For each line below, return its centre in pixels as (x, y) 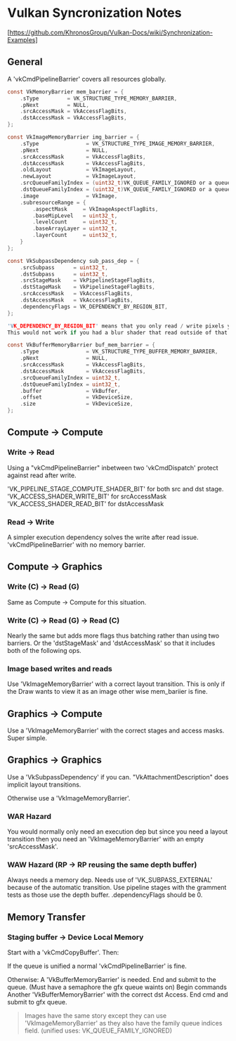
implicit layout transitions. (44, 784)
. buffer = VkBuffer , (70, 391)
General (25, 62)
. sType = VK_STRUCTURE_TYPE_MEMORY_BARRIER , (99, 98)
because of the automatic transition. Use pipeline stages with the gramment (117, 888)
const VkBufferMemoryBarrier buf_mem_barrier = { (81, 345)
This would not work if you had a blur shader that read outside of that (118, 332)
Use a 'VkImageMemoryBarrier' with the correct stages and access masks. (116, 731)
